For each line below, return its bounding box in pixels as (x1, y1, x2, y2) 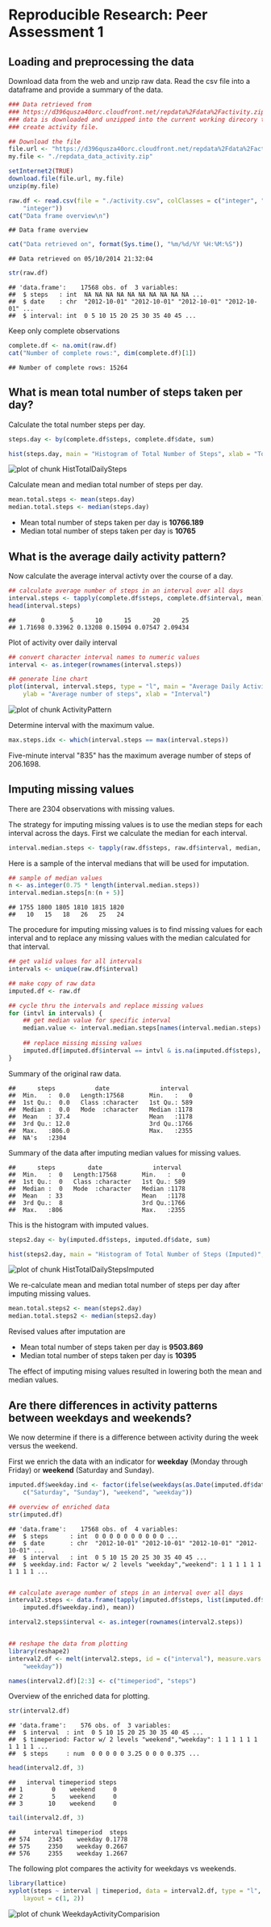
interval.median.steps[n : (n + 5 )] (8, 889, 125, 897)
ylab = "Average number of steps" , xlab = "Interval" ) (23, 690, 211, 699)
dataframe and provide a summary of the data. (8, 85, 164, 94)
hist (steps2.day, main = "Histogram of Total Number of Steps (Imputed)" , (8, 1250, 265, 1258)
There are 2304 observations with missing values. (8, 804, 175, 813)
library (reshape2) (8, 1647, 70, 1655)
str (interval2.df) (8, 1707, 70, 1716)
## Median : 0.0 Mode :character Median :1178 (8, 1106, 194, 1114)
